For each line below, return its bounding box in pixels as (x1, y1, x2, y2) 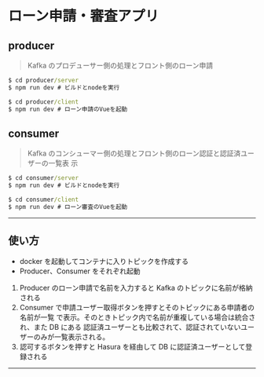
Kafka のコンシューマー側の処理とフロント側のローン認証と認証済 (27, 148, 241, 158)
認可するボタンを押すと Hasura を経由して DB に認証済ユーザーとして (19, 342, 246, 351)
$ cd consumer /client (8, 196, 79, 204)
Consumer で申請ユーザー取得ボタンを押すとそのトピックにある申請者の (19, 302, 255, 312)
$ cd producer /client (8, 97, 79, 106)
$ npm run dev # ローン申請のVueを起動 (8, 105, 128, 113)
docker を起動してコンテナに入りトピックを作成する (19, 256, 189, 265)
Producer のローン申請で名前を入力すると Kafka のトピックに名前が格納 (19, 283, 253, 292)
